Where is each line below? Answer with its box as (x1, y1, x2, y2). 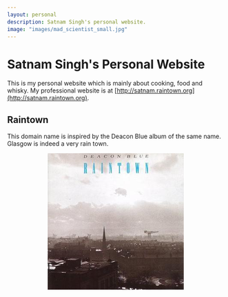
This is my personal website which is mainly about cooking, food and (7, 79, 203, 88)
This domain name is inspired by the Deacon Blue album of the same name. (7, 132, 222, 141)
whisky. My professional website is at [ (7, 86, 117, 95)
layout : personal (7, 11, 57, 18)
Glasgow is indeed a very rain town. (7, 140, 109, 148)
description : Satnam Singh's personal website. (7, 18, 147, 26)
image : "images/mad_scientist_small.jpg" (7, 26, 128, 32)
